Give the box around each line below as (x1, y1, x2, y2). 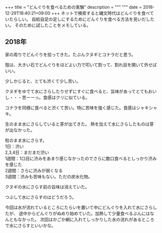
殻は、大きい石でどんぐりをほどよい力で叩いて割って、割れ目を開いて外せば (5, 62, 157, 68)
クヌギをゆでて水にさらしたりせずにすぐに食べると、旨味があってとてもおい (5, 88, 157, 94)
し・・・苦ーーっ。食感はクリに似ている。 (5, 94, 90, 100)
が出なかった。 (5, 127, 35, 133)
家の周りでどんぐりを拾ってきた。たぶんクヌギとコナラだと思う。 (5, 51, 136, 57)
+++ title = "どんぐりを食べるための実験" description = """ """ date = (5, 4, 142, 10)
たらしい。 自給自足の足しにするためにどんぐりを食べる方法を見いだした (9, 16, 155, 22)
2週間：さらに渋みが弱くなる (5, 167, 63, 173)
